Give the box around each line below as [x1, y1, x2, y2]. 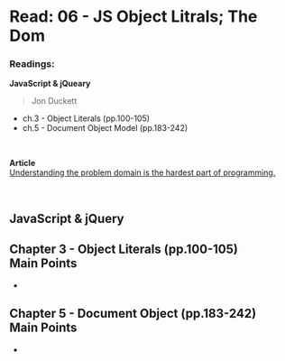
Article [9, 158, 36, 169]
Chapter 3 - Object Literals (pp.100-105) [9, 242, 239, 257]
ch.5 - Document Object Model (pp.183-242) [22, 123, 188, 134]
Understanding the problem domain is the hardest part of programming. [9, 167, 276, 178]
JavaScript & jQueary [9, 79, 91, 89]
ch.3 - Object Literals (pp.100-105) [22, 113, 151, 124]
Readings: [9, 58, 55, 70]
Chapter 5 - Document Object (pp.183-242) [9, 306, 257, 321]
